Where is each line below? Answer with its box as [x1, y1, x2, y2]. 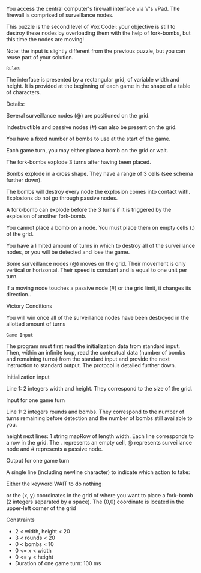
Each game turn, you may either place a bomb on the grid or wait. [6, 147, 169, 154]
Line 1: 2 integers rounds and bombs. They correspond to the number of [6, 408, 185, 415]
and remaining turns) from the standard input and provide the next [6, 355, 170, 362]
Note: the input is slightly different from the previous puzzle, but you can [6, 47, 185, 55]
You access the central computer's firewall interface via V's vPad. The [6, 5, 180, 12]
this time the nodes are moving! [6, 36, 85, 43]
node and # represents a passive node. [6, 445, 103, 452]
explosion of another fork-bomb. [6, 212, 87, 220]
